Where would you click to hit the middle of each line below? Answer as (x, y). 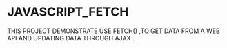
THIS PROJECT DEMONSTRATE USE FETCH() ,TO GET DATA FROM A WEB (114, 31)
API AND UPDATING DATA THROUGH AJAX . (71, 38)
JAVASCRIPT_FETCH (68, 12)
